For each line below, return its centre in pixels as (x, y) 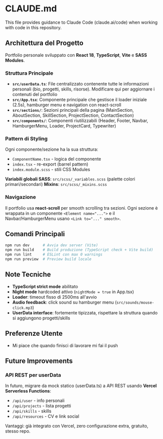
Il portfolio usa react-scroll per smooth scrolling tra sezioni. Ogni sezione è (81, 208)
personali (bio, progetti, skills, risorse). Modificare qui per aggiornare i (83, 89)
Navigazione (20, 197)
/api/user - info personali (39, 400)
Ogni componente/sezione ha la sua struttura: (52, 149)
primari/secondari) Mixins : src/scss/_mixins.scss (56, 184)
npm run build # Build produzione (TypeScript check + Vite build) (79, 250)
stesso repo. (18, 431)
